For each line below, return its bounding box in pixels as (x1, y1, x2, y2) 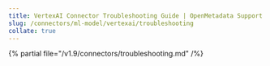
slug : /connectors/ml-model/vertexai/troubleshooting (8, 19, 195, 27)
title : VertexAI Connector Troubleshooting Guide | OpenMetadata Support (8, 11, 264, 20)
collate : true (8, 27, 57, 35)
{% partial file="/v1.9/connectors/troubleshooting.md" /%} (8, 49, 204, 59)
